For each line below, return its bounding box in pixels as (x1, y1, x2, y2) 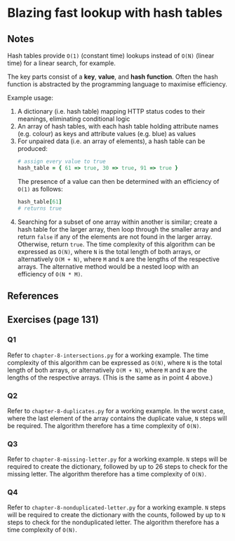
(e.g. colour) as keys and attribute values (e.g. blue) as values (17, 130, 196, 138)
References (7, 290, 59, 302)
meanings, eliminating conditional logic (17, 114, 130, 123)
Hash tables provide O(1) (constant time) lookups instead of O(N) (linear (7, 51, 215, 60)
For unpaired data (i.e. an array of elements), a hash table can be (17, 137, 206, 145)
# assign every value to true (17, 158, 107, 165)
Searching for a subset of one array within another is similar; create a (17, 218, 217, 226)
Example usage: (7, 93, 54, 102)
